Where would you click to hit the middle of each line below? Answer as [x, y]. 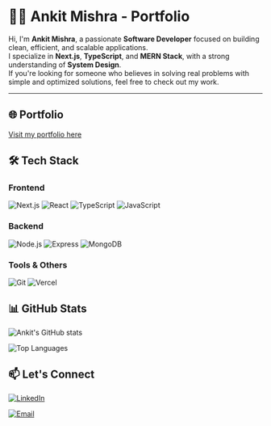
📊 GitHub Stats [48, 309]
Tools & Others [38, 264]
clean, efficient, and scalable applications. [78, 47]
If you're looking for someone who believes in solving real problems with [129, 73]
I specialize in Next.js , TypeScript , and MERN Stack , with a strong [119, 56]
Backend [26, 226]
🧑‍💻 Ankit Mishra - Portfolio [99, 17]
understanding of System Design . [65, 65]
